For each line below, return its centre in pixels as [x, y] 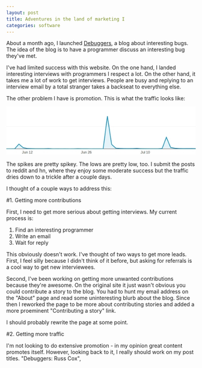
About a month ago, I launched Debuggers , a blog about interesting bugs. [97, 43]
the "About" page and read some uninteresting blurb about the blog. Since [98, 298]
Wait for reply [32, 242]
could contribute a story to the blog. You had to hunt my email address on [97, 291]
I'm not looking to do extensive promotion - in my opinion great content [94, 345]
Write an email [33, 236]
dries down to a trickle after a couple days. [59, 177]
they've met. [22, 56]
